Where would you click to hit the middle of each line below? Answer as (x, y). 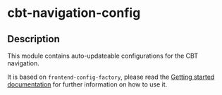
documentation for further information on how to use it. (87, 84)
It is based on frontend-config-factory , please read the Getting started (111, 77)
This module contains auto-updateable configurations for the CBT (103, 56)
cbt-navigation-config (74, 13)
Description (33, 39)
